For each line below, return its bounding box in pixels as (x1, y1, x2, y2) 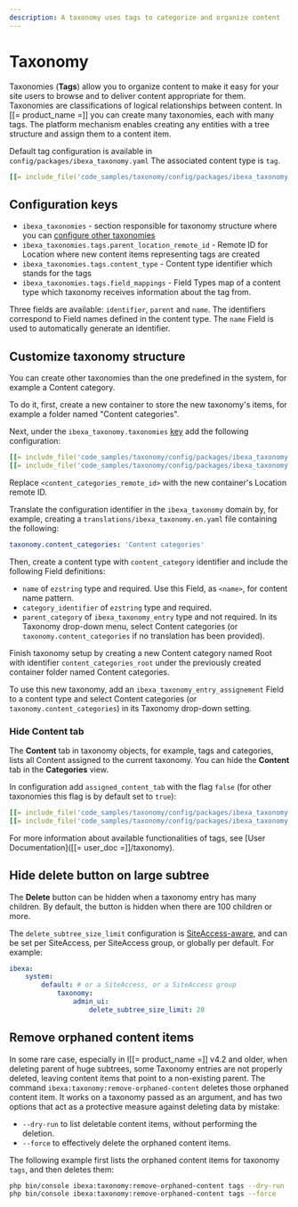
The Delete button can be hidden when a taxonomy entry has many (9, 891, 257, 902)
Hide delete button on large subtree (9, 868, 210, 883)
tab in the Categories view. (9, 764, 109, 775)
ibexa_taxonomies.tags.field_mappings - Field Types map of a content (21, 277, 281, 288)
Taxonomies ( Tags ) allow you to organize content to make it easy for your (9, 81, 279, 92)
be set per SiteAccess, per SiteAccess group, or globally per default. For (9, 937, 275, 948)
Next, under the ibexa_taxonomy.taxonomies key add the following (9, 426, 249, 437)
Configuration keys (9, 197, 118, 212)
